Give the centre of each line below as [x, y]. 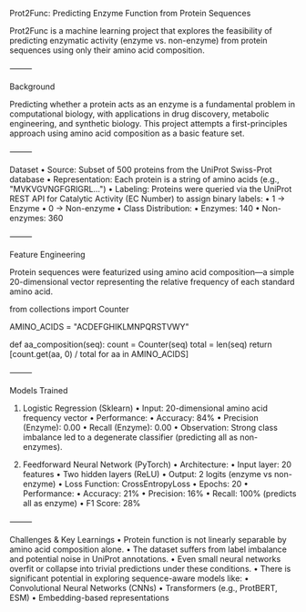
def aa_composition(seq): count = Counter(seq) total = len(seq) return [141, 344]
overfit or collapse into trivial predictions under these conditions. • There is [150, 569]
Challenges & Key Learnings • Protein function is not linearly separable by [148, 540]
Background [32, 87]
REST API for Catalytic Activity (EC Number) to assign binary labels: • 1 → [147, 199]
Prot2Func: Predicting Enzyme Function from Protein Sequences [130, 13]
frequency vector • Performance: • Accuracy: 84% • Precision [140, 418]
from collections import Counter [69, 309]
